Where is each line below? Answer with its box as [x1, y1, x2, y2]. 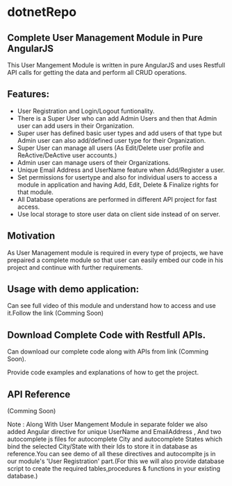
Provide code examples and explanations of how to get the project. [7, 368, 199, 376]
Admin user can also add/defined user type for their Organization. [17, 136, 206, 144]
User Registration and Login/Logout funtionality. [17, 107, 155, 115]
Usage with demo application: [7, 284, 140, 295]
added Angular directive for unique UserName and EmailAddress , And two [7, 428, 222, 436]
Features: [7, 88, 50, 101]
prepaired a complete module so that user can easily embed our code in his [7, 256, 224, 264]
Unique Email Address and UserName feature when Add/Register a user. [17, 166, 225, 174]
